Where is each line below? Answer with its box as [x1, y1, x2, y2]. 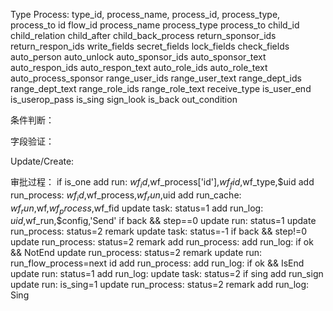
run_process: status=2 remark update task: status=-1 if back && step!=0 [10, 225, 308, 238]
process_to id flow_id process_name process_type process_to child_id [10, 19, 300, 31]
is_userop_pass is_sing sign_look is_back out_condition [10, 94, 238, 105]
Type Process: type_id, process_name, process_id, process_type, [10, 9, 281, 20]
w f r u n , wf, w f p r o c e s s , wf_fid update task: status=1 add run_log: [10, 202, 264, 216]
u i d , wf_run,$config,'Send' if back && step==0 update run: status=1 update [10, 215, 317, 227]
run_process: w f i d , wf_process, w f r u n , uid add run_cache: [10, 189, 242, 203]
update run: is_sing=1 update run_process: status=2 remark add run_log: [10, 279, 310, 291]
